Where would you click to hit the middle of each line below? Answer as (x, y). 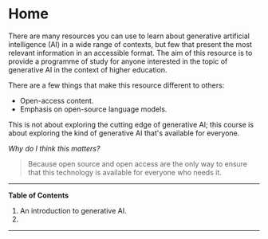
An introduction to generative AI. (73, 210)
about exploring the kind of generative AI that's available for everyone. (124, 133)
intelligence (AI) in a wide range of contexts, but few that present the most (130, 44)
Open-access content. (57, 100)
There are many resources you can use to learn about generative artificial (129, 36)
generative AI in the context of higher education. (88, 69)
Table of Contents (39, 195)
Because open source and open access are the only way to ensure (138, 163)
